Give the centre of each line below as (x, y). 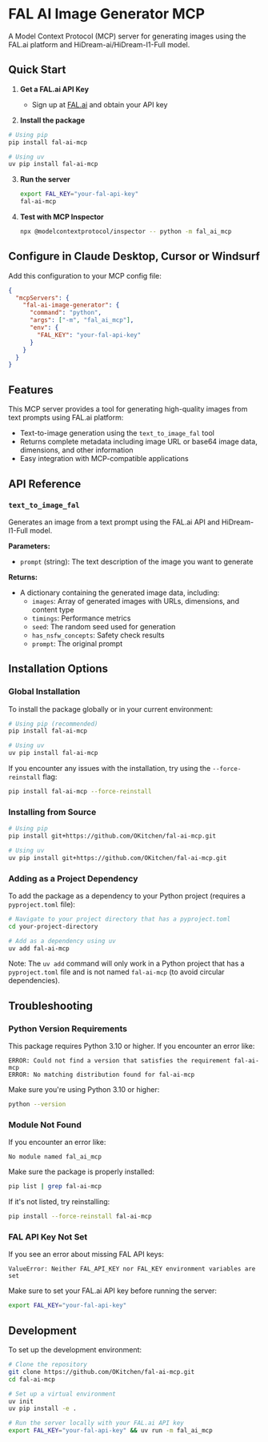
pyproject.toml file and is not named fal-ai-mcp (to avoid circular (117, 972)
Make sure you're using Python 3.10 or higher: (84, 1090)
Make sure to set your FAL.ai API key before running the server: (113, 1291)
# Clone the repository (48, 1365)
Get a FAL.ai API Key (54, 89)
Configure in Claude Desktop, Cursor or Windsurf (134, 257)
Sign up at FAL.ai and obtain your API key (100, 104)
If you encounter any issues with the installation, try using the (110, 768)
